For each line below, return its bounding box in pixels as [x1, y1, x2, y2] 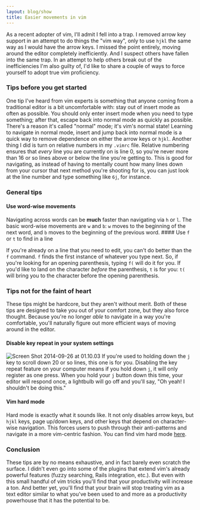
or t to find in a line [6, 235, 54, 242]
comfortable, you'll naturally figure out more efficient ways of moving [6, 320, 176, 327]
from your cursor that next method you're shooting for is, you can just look [6, 166, 189, 174]
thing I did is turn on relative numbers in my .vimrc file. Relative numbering [6, 141, 189, 149]
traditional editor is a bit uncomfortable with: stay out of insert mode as [6, 103, 180, 110]
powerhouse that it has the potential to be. [6, 496, 110, 504]
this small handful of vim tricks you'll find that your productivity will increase [6, 478, 193, 485]
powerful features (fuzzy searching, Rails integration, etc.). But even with [6, 471, 186, 478]
